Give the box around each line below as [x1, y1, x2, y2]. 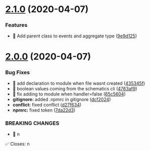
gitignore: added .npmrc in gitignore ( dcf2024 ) [12, 96, 111, 102]
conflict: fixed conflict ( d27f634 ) [12, 102, 82, 108]
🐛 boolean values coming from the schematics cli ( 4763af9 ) [12, 85, 137, 91]
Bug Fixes [5, 69, 30, 76]
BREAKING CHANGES [5, 120, 60, 127]
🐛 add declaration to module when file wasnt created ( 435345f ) [12, 80, 145, 86]
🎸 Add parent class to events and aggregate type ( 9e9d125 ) [12, 33, 137, 39]
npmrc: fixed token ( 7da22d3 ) [12, 107, 76, 113]
